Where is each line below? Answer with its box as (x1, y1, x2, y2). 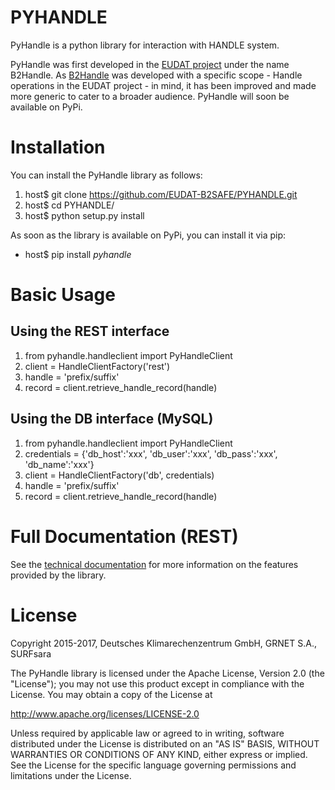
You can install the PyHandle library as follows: (10, 169, 203, 181)
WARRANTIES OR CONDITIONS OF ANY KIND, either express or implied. (10, 748, 308, 760)
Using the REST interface (10, 323, 170, 340)
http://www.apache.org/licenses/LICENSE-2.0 (10, 707, 200, 720)
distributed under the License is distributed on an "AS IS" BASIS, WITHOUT (10, 737, 320, 750)
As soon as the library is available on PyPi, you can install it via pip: (10, 229, 287, 241)
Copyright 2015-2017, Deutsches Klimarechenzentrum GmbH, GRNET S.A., (10, 637, 317, 649)
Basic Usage (10, 284, 116, 306)
